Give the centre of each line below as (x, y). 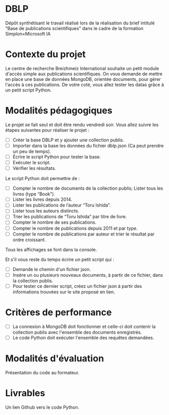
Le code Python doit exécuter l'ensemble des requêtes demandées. (83, 337)
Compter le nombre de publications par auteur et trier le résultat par (83, 234)
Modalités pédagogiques (59, 111)
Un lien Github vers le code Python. (42, 407)
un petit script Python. (28, 90)
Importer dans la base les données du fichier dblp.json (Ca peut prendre (88, 145)
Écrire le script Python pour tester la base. (57, 157)
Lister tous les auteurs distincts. (46, 211)
